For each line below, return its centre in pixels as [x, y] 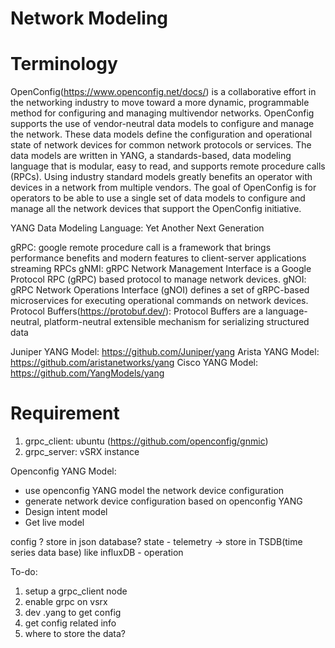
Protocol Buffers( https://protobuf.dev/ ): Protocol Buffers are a [137, 311]
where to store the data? [75, 634]
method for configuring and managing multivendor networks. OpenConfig [162, 113]
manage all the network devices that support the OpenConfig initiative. [156, 209]
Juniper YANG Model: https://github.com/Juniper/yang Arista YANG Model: [165, 352]
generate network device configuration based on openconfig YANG [163, 501]
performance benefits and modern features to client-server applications [158, 258]
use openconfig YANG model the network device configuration [154, 491]
